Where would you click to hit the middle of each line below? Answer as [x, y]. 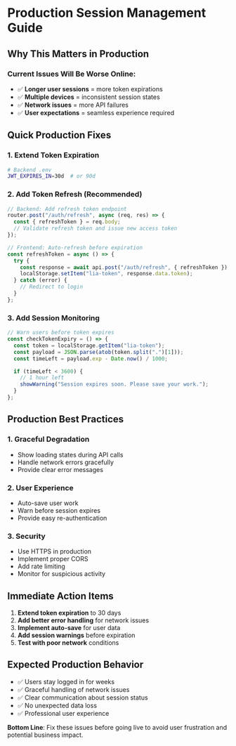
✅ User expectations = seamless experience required [96, 112]
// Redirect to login [51, 287]
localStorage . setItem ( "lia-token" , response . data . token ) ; [106, 274]
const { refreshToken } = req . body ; [67, 222]
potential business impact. [45, 735]
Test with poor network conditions [68, 643]
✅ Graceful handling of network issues [73, 689]
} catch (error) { [41, 280]
